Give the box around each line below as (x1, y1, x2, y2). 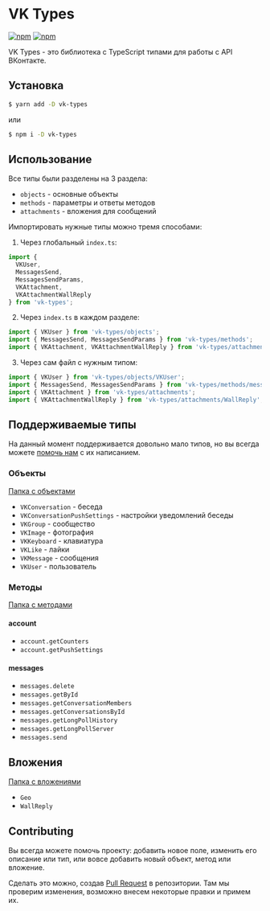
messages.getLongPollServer (19, 725, 114, 733)
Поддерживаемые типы (8, 417, 137, 431)
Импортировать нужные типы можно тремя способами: (8, 222, 202, 232)
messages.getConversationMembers (19, 700, 133, 708)
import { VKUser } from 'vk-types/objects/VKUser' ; (8, 373, 185, 382)
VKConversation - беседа (19, 502, 103, 511)
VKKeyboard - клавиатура (19, 536, 104, 545)
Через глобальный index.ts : (19, 238, 117, 248)
